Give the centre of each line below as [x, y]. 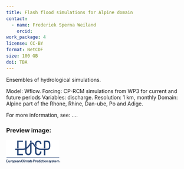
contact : [17, 19]
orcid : [25, 31]
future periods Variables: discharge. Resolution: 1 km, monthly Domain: [92, 97]
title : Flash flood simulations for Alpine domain [70, 12]
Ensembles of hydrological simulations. [54, 79]
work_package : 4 [26, 37]
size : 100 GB [22, 56]
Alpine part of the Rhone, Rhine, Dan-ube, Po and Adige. [75, 104]
